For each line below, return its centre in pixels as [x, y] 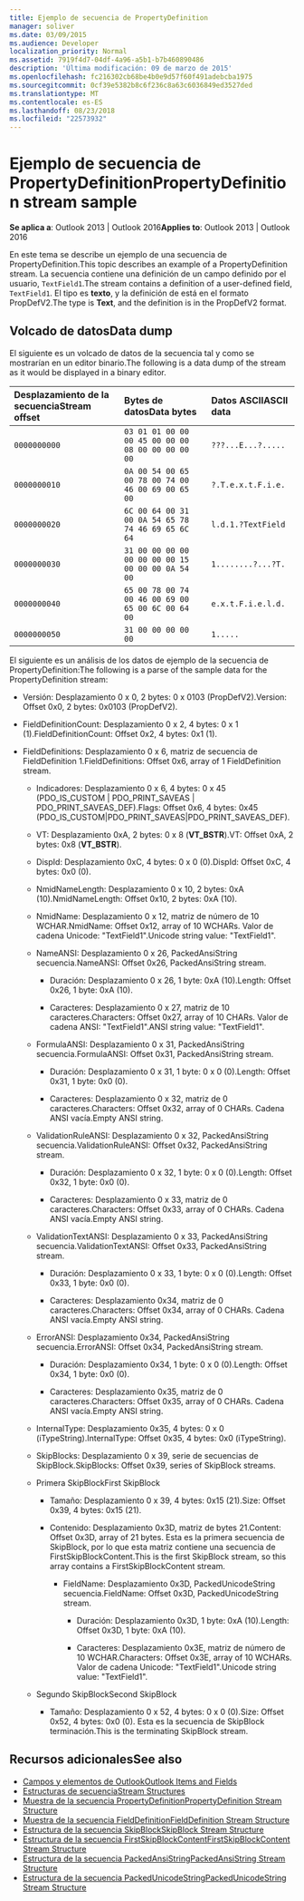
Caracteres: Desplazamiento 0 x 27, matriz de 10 [140, 1007]
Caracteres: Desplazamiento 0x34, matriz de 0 [137, 1300]
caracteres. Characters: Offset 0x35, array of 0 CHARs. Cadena [167, 1401]
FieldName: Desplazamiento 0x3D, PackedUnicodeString [169, 1584]
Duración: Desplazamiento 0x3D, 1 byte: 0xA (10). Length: [183, 1620]
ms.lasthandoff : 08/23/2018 [62, 111]
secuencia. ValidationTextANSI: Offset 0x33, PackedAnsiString [151, 1246]
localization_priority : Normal [68, 52]
